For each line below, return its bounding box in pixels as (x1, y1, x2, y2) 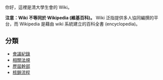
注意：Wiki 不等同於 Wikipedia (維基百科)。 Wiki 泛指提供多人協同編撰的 (5, 15, 155, 21)
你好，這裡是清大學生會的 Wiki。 (5, 4, 72, 10)
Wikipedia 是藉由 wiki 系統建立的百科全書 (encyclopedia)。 (19, 21, 141, 27)
